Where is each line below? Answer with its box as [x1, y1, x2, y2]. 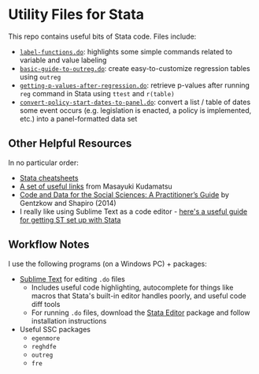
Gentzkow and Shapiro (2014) [19, 198, 117, 208]
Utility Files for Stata [8, 6, 144, 24]
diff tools [31, 299, 61, 309]
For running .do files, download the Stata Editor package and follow [31, 308, 250, 317]
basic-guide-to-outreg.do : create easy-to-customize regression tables [19, 63, 250, 73]
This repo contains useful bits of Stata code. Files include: [8, 32, 197, 41]
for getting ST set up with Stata [19, 215, 121, 224]
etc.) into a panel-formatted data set [19, 114, 138, 123]
